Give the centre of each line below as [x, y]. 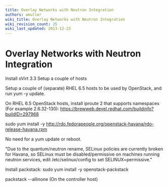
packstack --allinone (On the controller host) [52, 179]
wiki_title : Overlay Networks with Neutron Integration [65, 19]
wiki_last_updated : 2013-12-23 [38, 29]
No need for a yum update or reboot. [43, 139]
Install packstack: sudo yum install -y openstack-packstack [67, 169]
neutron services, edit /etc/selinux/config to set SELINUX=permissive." [79, 160]
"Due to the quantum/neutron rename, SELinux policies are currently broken [84, 149]
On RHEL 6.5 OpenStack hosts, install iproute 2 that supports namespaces [82, 104]
